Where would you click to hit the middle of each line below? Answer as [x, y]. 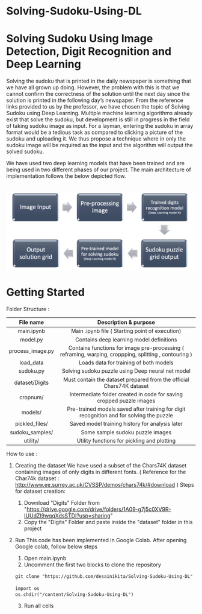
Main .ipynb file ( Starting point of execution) [126, 331]
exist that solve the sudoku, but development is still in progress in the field [98, 119]
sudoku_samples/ [32, 432]
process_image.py [31, 351]
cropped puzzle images [126, 400]
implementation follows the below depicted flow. [66, 176]
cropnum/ [32, 397]
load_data [32, 362]
